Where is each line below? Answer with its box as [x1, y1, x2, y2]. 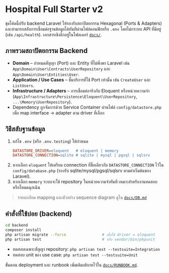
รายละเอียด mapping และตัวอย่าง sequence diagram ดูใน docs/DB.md [17, 194, 147, 200]
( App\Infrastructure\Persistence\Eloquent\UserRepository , [12, 93, 137, 99]
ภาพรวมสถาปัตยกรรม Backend [5, 46, 88, 55]
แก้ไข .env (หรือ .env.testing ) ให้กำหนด [12, 138, 89, 144]
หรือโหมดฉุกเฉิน [12, 184, 40, 190]
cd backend [5, 223, 28, 228]
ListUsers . [12, 82, 35, 88]
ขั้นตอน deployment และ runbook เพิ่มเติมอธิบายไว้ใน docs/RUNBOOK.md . [5, 261, 138, 268]
